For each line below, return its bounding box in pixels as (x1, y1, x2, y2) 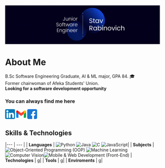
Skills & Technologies (5, 129, 72, 137)
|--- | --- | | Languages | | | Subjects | (5, 142, 154, 148)
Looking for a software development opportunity (5, 85, 107, 91)
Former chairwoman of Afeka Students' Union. (5, 80, 99, 86)
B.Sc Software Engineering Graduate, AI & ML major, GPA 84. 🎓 (5, 73, 135, 79)
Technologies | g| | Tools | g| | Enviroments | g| (5, 158, 103, 164)
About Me (5, 57, 46, 68)
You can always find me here (5, 98, 75, 105)
